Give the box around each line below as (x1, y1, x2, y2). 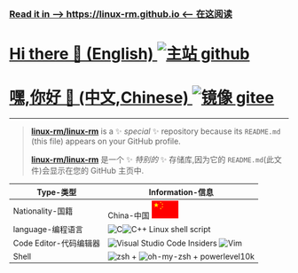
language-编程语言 (12, 224, 84, 235)
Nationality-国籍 (12, 206, 74, 216)
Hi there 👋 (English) (9, 44, 154, 64)
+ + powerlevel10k (131, 251, 255, 261)
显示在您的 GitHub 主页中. (49, 166, 145, 176)
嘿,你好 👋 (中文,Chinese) (9, 88, 189, 108)
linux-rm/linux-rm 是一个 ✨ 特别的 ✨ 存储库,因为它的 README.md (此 (30, 154, 275, 165)
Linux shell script (149, 223, 211, 234)
